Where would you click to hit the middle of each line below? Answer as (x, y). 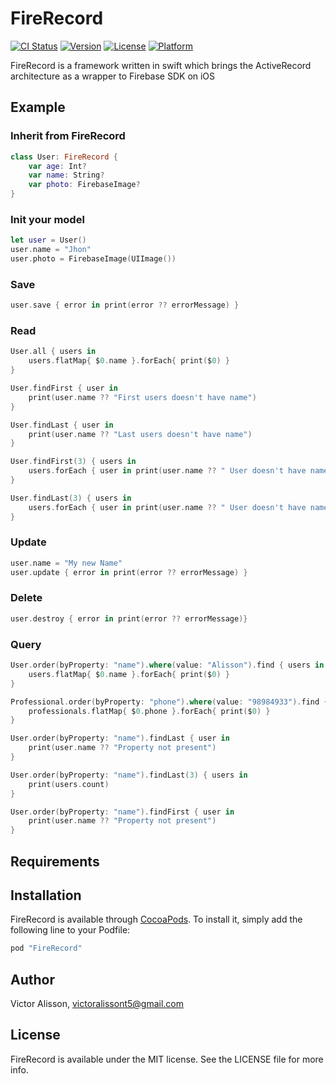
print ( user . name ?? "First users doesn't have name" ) (142, 397)
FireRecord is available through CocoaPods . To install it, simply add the (156, 919)
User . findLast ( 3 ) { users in (71, 498)
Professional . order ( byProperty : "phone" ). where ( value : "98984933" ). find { (169, 702)
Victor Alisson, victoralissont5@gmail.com (97, 1004)
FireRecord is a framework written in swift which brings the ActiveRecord (161, 65)
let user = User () (48, 240)
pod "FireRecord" (46, 948)
